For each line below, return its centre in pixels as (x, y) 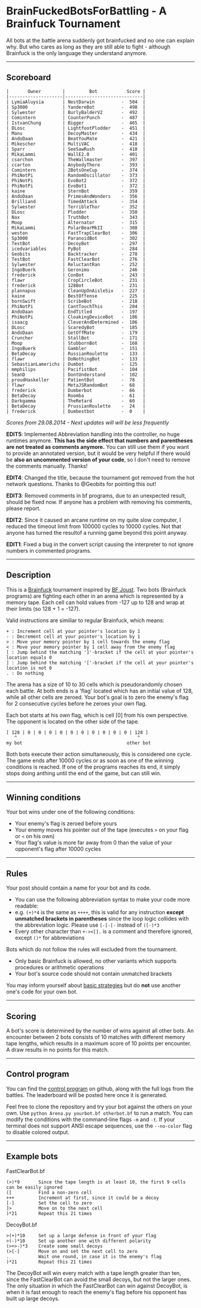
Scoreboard (29, 78)
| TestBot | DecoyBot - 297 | (76, 243)
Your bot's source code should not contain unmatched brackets (93, 974)
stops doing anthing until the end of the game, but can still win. (84, 773)
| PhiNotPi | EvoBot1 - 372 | (76, 186)
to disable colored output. (38, 1132)
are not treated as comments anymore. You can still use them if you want (98, 447)
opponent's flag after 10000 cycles (58, 849)
